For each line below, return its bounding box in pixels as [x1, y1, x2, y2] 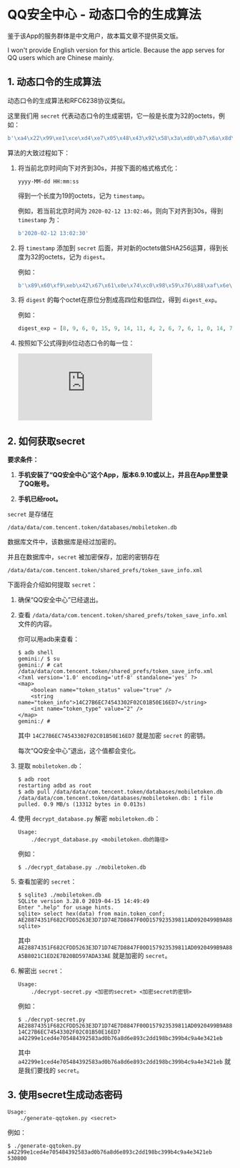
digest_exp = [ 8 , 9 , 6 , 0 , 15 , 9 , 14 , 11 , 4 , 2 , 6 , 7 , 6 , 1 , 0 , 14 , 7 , [17, 325, 236, 332]
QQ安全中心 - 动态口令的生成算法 [7, 6, 201, 23]
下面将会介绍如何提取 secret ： [7, 580, 98, 589]
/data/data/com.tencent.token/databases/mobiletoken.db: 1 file [17, 794, 214, 802]
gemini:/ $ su [17, 655, 60, 663]
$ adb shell [17, 649, 54, 657]
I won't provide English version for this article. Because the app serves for [7, 46, 225, 54]
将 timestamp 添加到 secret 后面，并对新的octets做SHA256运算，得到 [17, 244, 223, 252]
